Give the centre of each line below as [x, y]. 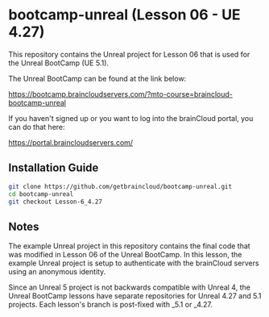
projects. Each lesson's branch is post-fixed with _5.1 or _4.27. [111, 305]
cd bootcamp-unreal [41, 194]
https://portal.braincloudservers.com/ [71, 142]
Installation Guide [54, 168]
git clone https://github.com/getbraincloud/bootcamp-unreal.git [120, 186]
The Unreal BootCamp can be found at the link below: [97, 78]
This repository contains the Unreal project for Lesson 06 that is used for [129, 54]
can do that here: [37, 127]
